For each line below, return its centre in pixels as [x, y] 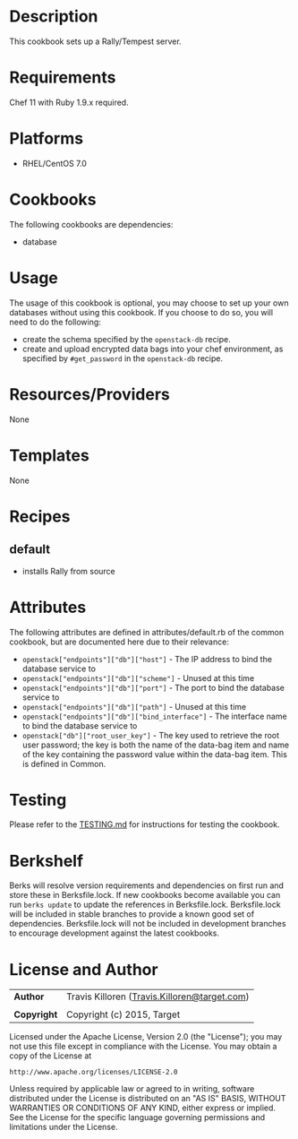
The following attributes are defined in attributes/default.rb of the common [147, 632]
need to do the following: [55, 322]
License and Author [84, 969]
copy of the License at [51, 1056]
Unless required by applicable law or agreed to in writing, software [132, 1089]
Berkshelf [46, 861]
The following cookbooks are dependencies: [91, 224]
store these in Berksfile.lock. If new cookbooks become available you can [145, 895]
